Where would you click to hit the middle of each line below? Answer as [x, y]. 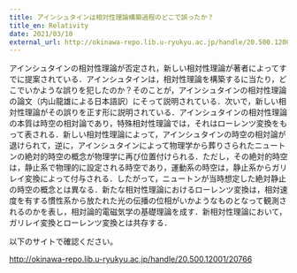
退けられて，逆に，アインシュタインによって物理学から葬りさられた [132, 146]
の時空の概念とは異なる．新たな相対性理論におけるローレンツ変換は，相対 [145, 190]
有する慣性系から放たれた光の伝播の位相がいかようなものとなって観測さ [156, 201]
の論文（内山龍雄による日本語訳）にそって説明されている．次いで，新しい [144, 102]
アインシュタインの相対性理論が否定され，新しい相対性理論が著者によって [145, 68]
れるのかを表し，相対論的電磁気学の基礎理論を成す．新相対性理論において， [148, 212]
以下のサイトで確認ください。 [63, 242]
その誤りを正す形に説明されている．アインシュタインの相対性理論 [167, 112]
